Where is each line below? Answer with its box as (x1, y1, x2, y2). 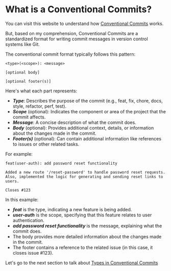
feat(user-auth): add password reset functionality (5, 161, 117, 166)
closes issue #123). (12, 250, 54, 256)
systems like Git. (5, 41, 40, 47)
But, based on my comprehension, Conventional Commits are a (5, 30, 138, 36)
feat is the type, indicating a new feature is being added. (12, 206, 132, 212)
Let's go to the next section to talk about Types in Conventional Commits (5, 259, 158, 266)
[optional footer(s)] (5, 79, 52, 84)
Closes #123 (5, 187, 31, 192)
